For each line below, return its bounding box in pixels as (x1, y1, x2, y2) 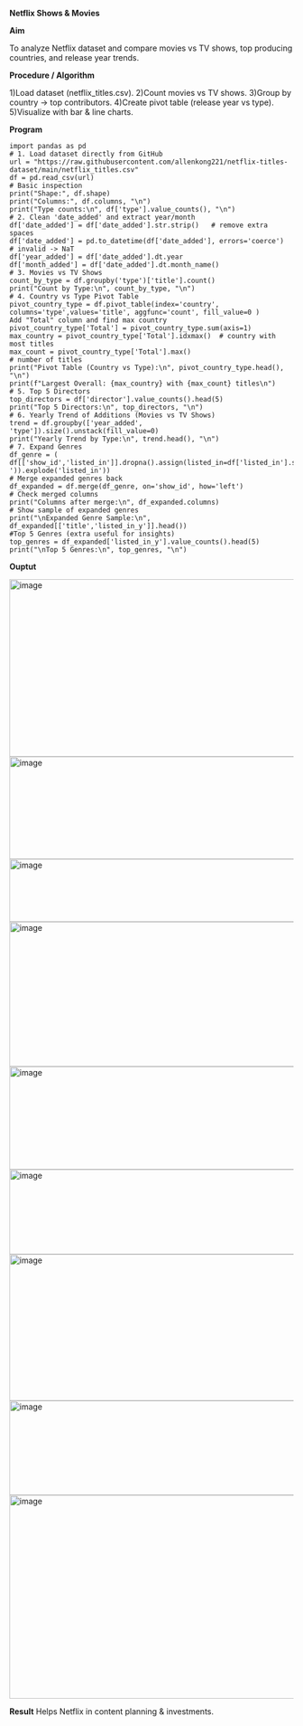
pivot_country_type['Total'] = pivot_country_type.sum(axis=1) (9, 324, 252, 333)
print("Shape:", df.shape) (9, 189, 111, 198)
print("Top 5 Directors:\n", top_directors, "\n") (9, 403, 204, 412)
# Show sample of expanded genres (9, 506, 140, 515)
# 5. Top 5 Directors (9, 387, 91, 396)
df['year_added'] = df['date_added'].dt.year (9, 252, 183, 261)
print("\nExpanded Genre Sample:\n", (9, 514, 151, 523)
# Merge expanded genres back (9, 474, 124, 483)
